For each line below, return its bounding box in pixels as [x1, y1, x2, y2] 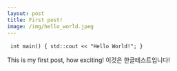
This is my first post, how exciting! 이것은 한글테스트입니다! [7, 56, 171, 64]
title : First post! [7, 17, 63, 23]
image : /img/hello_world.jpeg [7, 23, 94, 30]
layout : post [7, 10, 45, 17]
